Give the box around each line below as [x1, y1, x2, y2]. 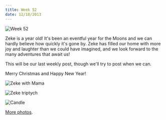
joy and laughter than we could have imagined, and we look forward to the [5, 46, 159, 52]
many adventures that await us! [5, 51, 70, 57]
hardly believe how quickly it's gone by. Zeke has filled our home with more [5, 40, 161, 46]
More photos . [5, 109, 33, 115]
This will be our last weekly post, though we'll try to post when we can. [5, 61, 152, 67]
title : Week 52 [5, 7, 37, 12]
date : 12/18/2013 [5, 12, 42, 17]
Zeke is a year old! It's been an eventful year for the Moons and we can [5, 35, 152, 41]
